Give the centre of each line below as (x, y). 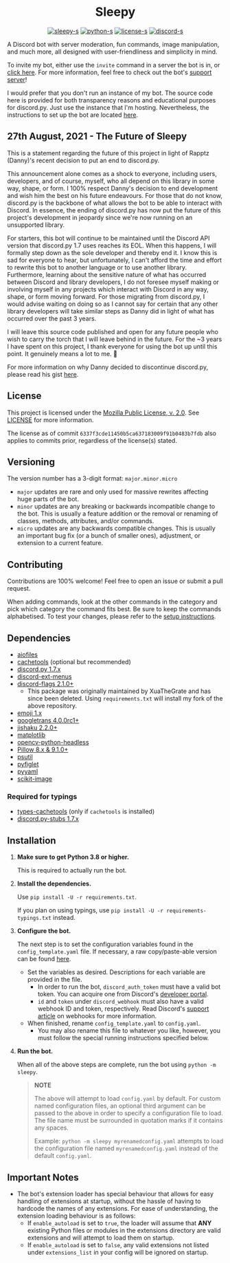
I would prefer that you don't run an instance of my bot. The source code (110, 93)
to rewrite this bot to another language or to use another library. (97, 267)
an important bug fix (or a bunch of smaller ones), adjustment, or (108, 536)
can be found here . (44, 959)
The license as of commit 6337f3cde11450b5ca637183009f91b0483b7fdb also (112, 433)
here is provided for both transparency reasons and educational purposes (112, 100)
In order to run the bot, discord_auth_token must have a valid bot (129, 987)
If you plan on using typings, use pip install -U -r (90, 910)
